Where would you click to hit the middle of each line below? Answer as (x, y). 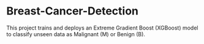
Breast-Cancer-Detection (73, 11)
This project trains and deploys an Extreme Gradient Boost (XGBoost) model (102, 28)
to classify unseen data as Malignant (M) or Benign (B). (76, 34)
